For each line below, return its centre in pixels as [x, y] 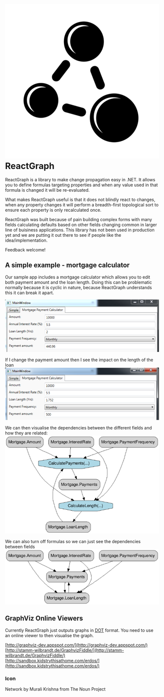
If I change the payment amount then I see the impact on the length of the [79, 360]
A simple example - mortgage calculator [67, 265]
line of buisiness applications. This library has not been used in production [80, 230]
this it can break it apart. [30, 293]
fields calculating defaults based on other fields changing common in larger [81, 224]
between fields [20, 547]
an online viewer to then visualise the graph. [50, 635]
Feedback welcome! [25, 249]
